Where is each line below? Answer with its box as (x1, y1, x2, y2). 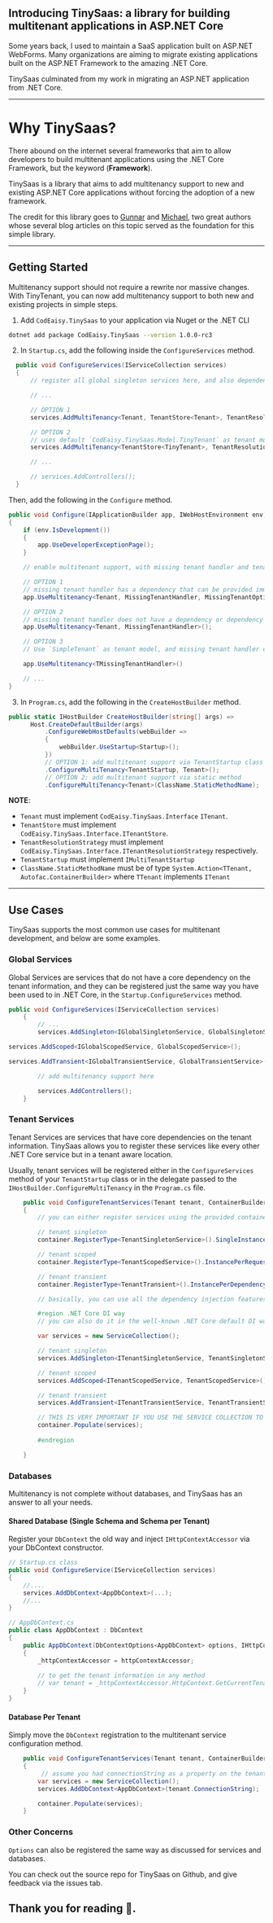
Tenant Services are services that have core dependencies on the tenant (8, 1132, 252, 1142)
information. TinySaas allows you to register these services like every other (8, 1140, 260, 1151)
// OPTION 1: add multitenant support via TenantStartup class (44, 757, 264, 766)
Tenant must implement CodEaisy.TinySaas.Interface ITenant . (19, 811, 228, 821)
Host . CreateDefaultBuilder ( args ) (29, 720, 144, 728)
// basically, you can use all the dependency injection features (37, 1295, 267, 1303)
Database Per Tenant (8, 1712, 81, 1722)
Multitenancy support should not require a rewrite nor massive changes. (8, 282, 250, 292)
